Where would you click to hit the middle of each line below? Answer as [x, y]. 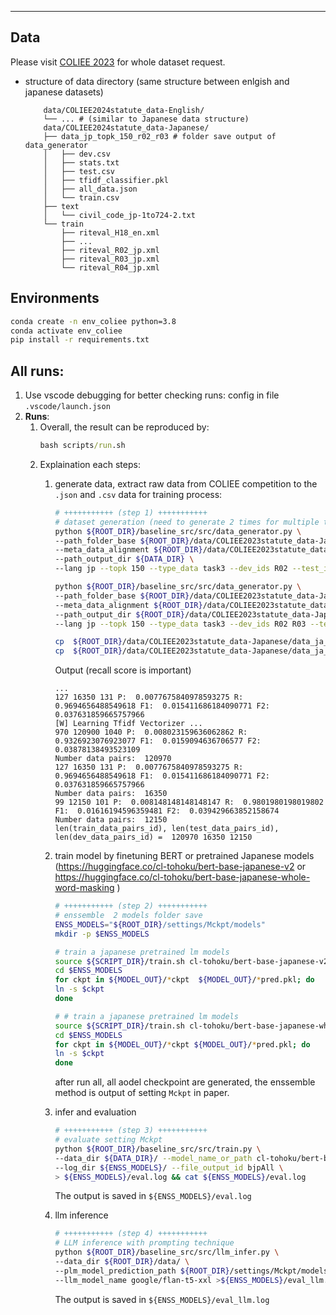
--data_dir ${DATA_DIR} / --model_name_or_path [153, 1158]
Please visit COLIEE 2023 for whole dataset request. [118, 62]
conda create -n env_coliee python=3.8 [93, 321]
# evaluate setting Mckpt [108, 1140]
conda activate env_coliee [66, 331]
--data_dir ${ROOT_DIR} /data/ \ [122, 1262]
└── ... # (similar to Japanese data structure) [146, 119]
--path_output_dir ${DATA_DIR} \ [124, 559]
